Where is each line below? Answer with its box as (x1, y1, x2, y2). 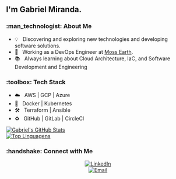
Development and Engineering (14, 63, 87, 70)
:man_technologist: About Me (6, 22, 92, 30)
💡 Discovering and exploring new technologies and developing (14, 35, 168, 43)
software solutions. (14, 42, 61, 49)
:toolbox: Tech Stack (6, 78, 66, 86)
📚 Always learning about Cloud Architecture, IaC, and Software (14, 55, 171, 62)
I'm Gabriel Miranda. (6, 5, 82, 15)
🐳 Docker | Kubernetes (14, 99, 72, 107)
